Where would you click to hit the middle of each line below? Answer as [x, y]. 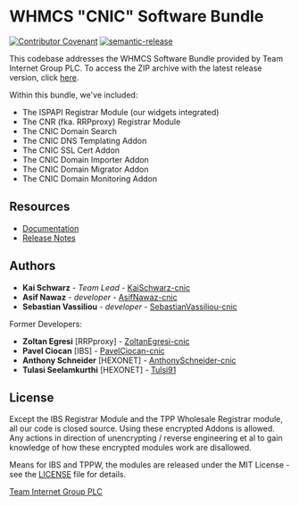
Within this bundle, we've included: [74, 95]
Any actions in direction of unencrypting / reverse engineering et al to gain [146, 438]
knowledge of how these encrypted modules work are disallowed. [130, 448]
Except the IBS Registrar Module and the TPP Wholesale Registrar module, [146, 419]
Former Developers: [46, 324]
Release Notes [49, 238]
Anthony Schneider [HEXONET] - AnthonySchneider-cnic [129, 360]
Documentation [50, 228]
